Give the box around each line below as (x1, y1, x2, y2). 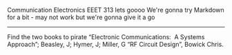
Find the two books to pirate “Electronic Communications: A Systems (7, 33, 205, 41)
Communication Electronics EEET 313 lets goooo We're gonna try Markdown (7, 6, 224, 14)
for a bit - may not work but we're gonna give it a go (7, 13, 155, 21)
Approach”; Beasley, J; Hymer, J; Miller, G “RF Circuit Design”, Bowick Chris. (7, 41, 224, 48)
